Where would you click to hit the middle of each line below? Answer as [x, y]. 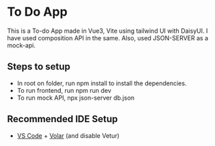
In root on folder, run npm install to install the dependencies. [102, 83]
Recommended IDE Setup [63, 119]
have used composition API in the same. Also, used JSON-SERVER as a [108, 38]
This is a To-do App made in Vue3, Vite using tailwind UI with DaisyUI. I [107, 31]
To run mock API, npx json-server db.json [76, 98]
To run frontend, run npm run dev [64, 90]
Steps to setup [39, 67]
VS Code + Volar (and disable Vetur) [68, 135]
